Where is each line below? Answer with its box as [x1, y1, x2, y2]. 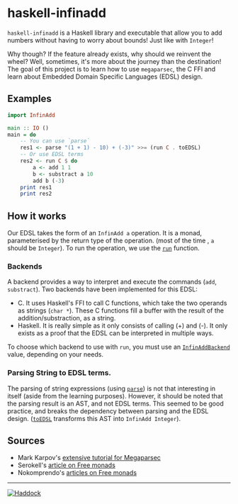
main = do [7, 131, 37, 138]
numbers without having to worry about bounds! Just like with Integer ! [7, 35, 214, 44]
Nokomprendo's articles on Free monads [17, 469, 137, 477]
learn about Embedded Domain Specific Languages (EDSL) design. [7, 72, 203, 81]
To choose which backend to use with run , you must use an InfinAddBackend [7, 342, 230, 352]
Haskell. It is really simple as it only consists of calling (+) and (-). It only [17, 321, 228, 330]
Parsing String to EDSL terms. [7, 368, 112, 378]
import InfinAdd [7, 111, 55, 118]
